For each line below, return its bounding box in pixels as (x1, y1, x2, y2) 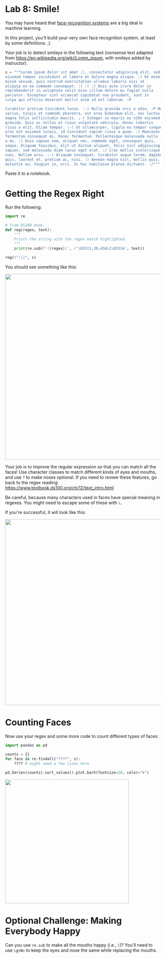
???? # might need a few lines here (14, 761, 90, 766)
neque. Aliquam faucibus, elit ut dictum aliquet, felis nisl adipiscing (5, 143, 161, 148)
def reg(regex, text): (5, 227, 52, 232)
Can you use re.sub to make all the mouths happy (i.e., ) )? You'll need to (5, 942, 153, 948)
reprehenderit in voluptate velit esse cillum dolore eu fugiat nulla (5, 88, 154, 93)
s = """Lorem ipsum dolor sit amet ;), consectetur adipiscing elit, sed (5, 69, 161, 75)
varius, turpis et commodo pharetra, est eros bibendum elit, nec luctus (5, 111, 161, 116)
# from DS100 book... (5, 223, 50, 228)
